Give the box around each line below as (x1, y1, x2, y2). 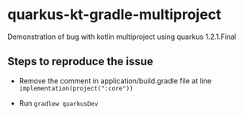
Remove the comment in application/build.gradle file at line (18, 75, 212, 85)
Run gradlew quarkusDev (18, 98, 99, 108)
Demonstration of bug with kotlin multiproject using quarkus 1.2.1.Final (7, 32, 237, 41)
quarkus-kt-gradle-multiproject (7, 6, 222, 24)
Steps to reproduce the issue (7, 55, 154, 68)
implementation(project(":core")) (18, 84, 134, 92)
